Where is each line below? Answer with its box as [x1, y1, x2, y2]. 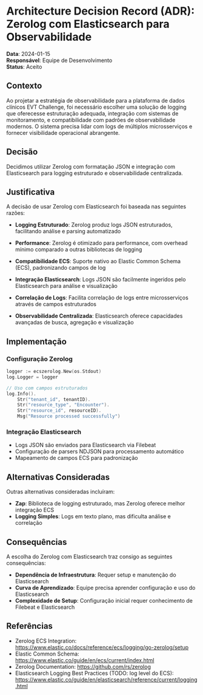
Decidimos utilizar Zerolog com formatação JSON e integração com [6, 163, 176, 170]
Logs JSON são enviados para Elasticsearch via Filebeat [15, 442, 156, 449]
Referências [6, 621, 53, 631]
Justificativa [6, 187, 55, 197]
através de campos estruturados [15, 301, 97, 308]
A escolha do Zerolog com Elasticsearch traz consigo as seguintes [6, 553, 173, 560]
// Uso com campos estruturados [6, 385, 88, 391]
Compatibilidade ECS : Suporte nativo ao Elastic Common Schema [15, 258, 181, 265]
